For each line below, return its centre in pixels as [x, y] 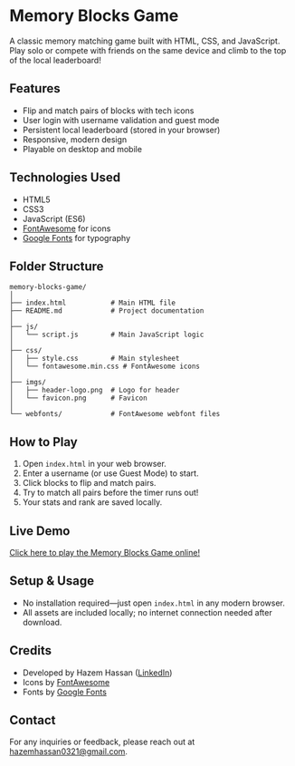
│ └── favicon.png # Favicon [78, 398]
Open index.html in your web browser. [95, 464]
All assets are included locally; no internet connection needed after [147, 612]
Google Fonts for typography [76, 238]
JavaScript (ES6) [54, 218]
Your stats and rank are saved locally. [92, 502]
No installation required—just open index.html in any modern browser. [153, 603]
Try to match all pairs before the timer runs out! [110, 493]
